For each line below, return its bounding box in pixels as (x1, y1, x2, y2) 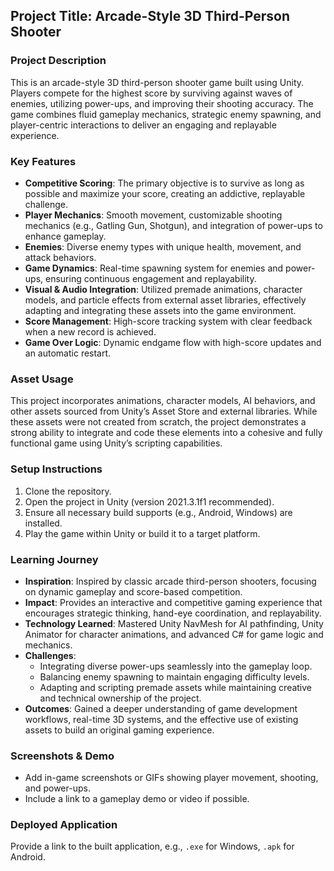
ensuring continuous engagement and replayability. (45, 272, 257, 284)
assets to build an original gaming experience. (24, 724, 215, 736)
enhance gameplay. (24, 230, 107, 242)
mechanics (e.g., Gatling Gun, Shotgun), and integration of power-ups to (24, 219, 323, 231)
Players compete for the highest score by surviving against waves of (10, 87, 293, 99)
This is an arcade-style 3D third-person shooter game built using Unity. (10, 76, 305, 88)
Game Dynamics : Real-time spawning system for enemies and (24, 262, 284, 274)
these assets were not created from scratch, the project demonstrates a (10, 416, 307, 428)
